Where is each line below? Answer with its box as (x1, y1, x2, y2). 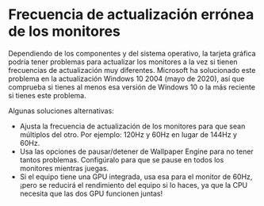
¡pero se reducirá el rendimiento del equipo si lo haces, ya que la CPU (19, 180, 248, 189)
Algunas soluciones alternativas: (8, 105, 115, 116)
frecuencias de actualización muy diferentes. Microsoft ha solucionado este (8, 65, 256, 74)
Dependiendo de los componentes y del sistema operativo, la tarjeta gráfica (8, 48, 256, 58)
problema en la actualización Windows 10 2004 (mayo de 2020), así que (8, 74, 245, 83)
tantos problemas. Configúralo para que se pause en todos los (19, 154, 224, 164)
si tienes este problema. (8, 90, 86, 100)
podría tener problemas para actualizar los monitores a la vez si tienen (8, 57, 238, 67)
